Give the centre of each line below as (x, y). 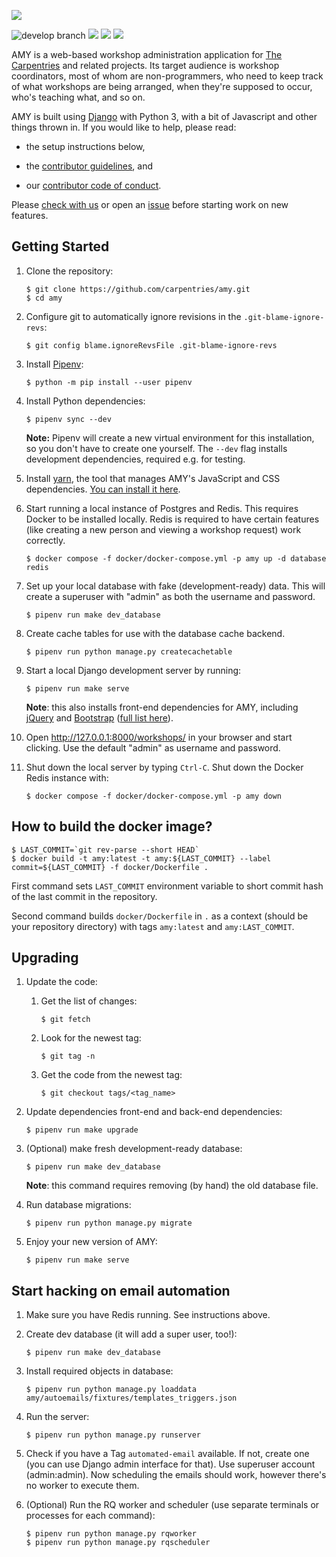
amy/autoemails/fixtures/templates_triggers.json (131, 1398)
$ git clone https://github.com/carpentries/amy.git (138, 289)
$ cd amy (44, 298)
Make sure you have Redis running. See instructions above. (148, 1315)
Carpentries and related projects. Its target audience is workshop (145, 65)
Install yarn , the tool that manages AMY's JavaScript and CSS (153, 478)
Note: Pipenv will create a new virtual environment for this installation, (170, 437)
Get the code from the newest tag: (111, 1075)
